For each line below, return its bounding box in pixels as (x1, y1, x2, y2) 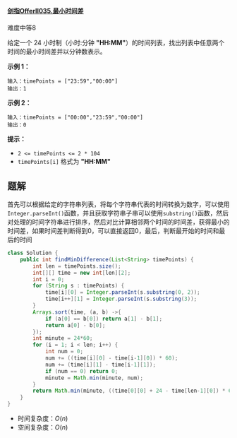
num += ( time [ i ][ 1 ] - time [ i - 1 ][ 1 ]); (44, 361, 157, 368)
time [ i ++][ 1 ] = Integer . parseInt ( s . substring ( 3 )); (44, 295, 197, 303)
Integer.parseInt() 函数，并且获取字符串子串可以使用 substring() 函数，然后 (7, 209, 229, 218)
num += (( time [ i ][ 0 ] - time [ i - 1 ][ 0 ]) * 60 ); (44, 355, 178, 362)
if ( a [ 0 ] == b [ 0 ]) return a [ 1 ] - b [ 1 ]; (44, 315, 163, 322)
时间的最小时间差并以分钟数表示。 (7, 47, 107, 56)
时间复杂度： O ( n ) (17, 414, 68, 423)
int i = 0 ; (32, 276, 65, 283)
